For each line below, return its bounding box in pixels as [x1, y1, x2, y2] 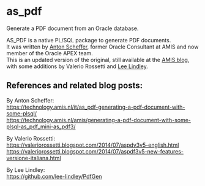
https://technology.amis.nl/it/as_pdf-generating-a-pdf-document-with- [6, 103, 185, 110]
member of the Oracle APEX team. [6, 49, 93, 56]
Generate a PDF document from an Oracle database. [6, 25, 139, 32]
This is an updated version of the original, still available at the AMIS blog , [6, 56, 190, 63]
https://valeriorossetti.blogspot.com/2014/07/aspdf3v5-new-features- [6, 147, 184, 155]
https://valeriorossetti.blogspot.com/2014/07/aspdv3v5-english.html [6, 141, 179, 149]
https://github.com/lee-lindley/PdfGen [6, 172, 102, 180]
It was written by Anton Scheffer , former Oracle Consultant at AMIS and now [6, 43, 199, 50]
